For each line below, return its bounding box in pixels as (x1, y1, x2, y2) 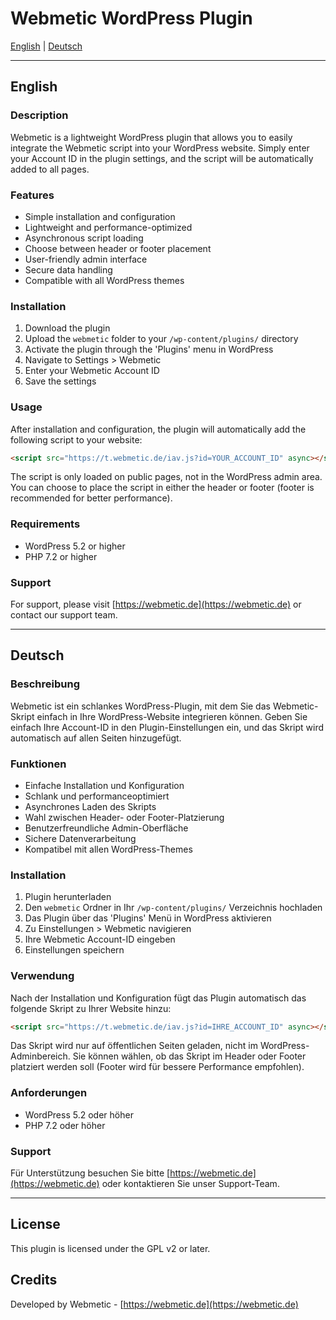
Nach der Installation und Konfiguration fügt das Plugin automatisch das (10, 992, 307, 1004)
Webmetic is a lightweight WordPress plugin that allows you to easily (10, 131, 293, 143)
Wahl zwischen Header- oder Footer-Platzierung (24, 811, 225, 823)
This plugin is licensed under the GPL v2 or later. (10, 1242, 211, 1254)
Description (10, 108, 69, 122)
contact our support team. (10, 608, 118, 621)
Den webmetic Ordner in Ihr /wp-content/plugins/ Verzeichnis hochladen (24, 902, 323, 914)
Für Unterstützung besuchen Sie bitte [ (10, 1167, 171, 1179)
